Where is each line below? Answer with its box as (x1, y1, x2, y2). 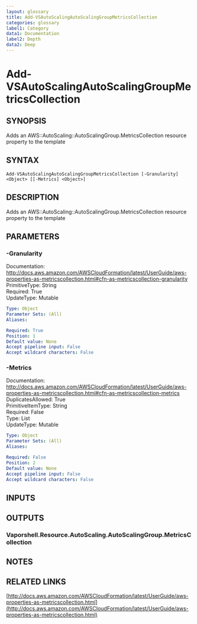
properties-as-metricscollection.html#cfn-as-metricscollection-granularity (6, 275, 188, 282)
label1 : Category (6, 25, 49, 31)
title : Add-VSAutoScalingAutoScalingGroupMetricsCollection (6, 14, 158, 20)
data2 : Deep (6, 42, 35, 48)
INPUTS (6, 493, 35, 503)
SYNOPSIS (6, 116, 47, 126)
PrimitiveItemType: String (6, 402, 67, 409)
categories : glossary (6, 20, 60, 26)
